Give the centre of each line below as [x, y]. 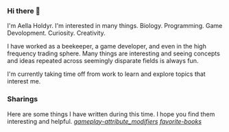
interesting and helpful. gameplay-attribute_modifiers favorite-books [105, 121]
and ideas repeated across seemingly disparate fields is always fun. [103, 61]
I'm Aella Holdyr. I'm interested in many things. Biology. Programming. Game [115, 26]
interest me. [24, 81]
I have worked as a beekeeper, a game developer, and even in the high [107, 47]
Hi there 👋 [24, 11]
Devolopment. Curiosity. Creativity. [56, 33]
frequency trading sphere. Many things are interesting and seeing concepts [114, 53]
